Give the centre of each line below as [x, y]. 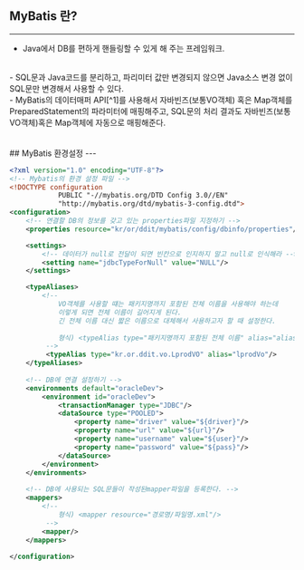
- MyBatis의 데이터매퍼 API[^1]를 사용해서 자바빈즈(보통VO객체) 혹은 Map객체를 [151, 100]
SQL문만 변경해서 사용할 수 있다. [66, 88]
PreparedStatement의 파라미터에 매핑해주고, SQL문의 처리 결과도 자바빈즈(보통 [150, 111]
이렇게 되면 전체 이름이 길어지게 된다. [119, 312]
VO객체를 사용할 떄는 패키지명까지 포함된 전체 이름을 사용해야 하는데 [168, 304]
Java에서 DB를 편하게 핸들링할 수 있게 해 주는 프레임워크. [123, 48]
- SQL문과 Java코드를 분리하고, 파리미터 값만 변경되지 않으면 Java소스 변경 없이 [151, 77]
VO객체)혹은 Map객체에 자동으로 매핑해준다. [88, 122]
